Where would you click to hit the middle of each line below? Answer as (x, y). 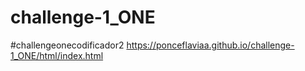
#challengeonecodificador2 (67, 45)
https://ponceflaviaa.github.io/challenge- (210, 45)
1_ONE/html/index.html (57, 55)
